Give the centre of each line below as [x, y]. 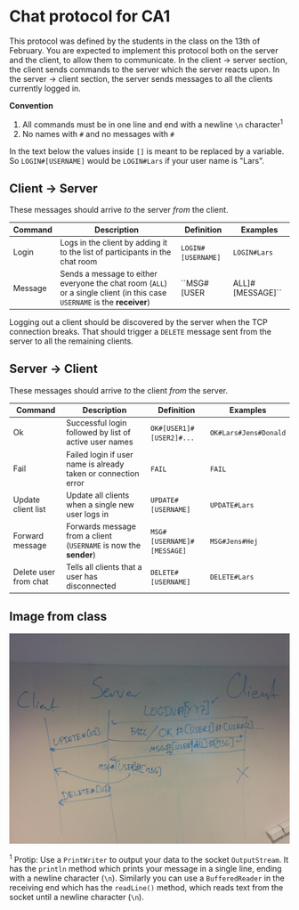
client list [29, 509]
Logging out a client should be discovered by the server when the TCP [139, 321]
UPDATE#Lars [232, 505]
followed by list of [98, 433]
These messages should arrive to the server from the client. [119, 210]
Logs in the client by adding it [113, 243]
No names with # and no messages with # [98, 134]
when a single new [101, 504]
